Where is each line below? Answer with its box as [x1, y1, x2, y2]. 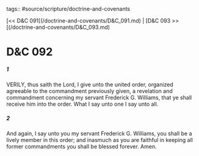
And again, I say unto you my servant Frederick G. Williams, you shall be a [6, 130, 192, 137]
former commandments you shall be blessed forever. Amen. [6, 143, 157, 150]
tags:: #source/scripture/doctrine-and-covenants [6, 6, 130, 12]
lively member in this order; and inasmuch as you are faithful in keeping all [6, 136, 194, 144]
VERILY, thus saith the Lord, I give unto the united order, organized [6, 81, 174, 88]
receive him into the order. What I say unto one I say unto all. [6, 100, 159, 108]
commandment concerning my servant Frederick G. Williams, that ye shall [6, 94, 192, 102]
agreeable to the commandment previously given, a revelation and [6, 87, 173, 95]
